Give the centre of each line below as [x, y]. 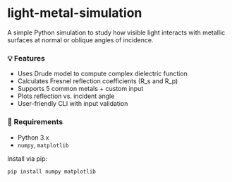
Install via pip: [28, 158]
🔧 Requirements [35, 122]
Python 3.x [33, 137]
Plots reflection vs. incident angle [66, 96]
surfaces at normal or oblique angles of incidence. [80, 40]
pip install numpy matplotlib [52, 171]
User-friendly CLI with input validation [73, 104]
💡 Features [26, 58]
